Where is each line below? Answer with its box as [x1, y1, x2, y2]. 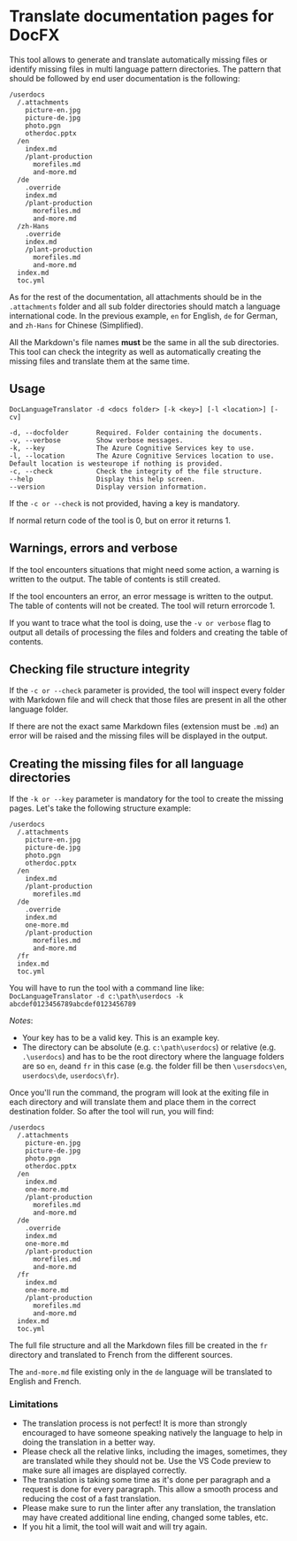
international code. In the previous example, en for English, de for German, [9, 310, 278, 320]
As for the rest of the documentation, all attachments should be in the [9, 291, 263, 302]
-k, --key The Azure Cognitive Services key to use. [9, 443, 255, 452]
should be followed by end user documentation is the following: [9, 73, 240, 83]
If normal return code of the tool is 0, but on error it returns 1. [9, 515, 232, 526]
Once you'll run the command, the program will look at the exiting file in [9, 1087, 270, 1098]
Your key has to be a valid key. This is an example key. [21, 1033, 220, 1044]
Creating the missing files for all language [9, 756, 245, 771]
